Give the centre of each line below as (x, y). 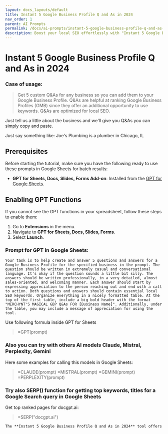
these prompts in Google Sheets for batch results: (56, 169)
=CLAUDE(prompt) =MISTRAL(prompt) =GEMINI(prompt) (76, 372)
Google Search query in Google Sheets (53, 396)
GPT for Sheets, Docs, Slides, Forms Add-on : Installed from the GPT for (87, 179)
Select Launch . (28, 237)
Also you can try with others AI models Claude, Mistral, (73, 345)
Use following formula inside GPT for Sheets (51, 322)
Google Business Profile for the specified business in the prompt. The (82, 265)
